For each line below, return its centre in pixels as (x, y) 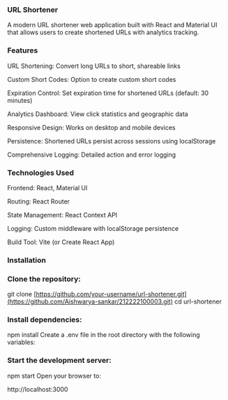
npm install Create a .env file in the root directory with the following (104, 335)
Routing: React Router (39, 201)
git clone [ (22, 294)
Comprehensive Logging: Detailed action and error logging (92, 155)
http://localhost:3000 (38, 389)
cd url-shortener (198, 301)
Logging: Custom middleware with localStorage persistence (93, 228)
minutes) (20, 100)
